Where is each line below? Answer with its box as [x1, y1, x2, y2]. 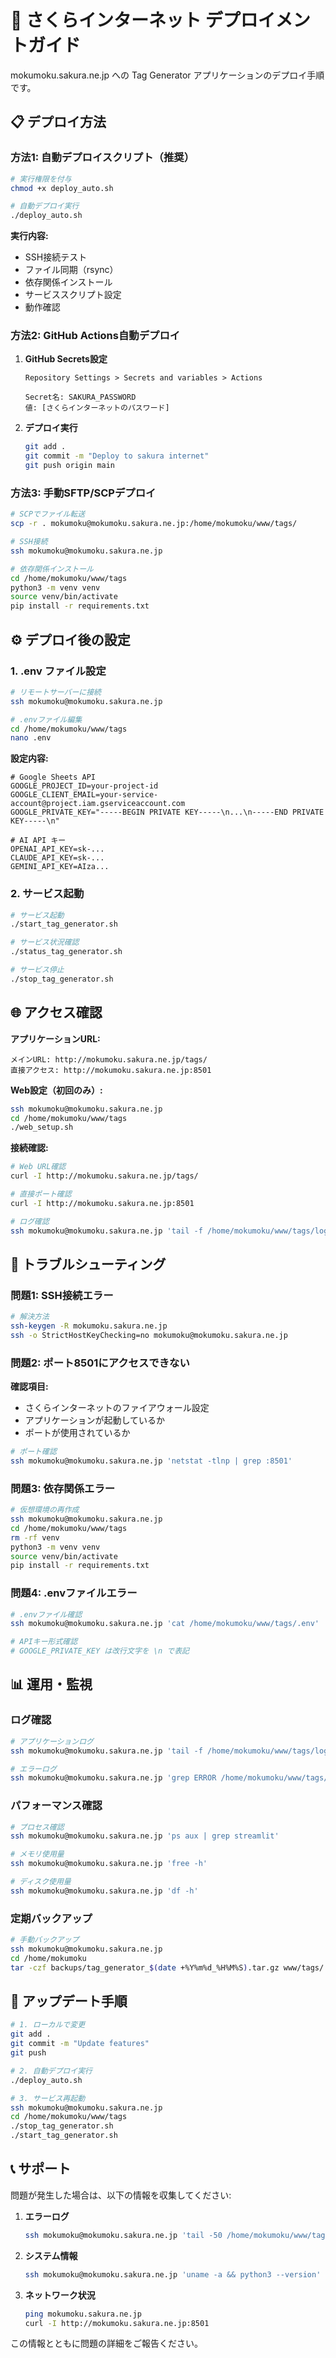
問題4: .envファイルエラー [10, 1586, 138, 1600]
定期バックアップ [10, 1911, 93, 1925]
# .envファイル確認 [10, 1609, 83, 1620]
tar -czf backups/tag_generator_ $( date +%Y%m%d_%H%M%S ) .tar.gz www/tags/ [10, 1962, 325, 1973]
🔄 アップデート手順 [10, 1993, 128, 2010]
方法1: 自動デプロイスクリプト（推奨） [10, 151, 195, 165]
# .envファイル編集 [10, 714, 83, 725]
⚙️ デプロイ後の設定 [10, 631, 131, 648]
